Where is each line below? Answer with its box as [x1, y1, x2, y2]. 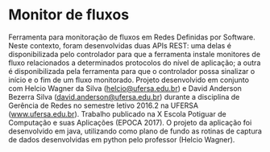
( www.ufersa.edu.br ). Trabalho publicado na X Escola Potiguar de [8, 109, 227, 118]
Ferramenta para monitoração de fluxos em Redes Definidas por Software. [8, 32, 255, 42]
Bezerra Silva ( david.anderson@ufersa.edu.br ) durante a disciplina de [8, 92, 240, 101]
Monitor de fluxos [8, 6, 130, 24]
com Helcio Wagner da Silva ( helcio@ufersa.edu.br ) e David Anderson [8, 83, 242, 93]
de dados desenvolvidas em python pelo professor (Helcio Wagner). [8, 134, 235, 144]
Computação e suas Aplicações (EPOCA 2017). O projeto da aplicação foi [8, 117, 252, 127]
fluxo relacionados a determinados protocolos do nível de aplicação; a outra [8, 58, 261, 68]
